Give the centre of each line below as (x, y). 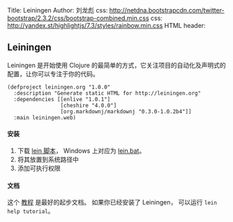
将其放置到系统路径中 (48, 160)
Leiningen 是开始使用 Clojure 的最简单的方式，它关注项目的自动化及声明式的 (117, 65)
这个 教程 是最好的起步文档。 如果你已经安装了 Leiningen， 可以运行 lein (112, 202)
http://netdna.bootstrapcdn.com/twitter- (167, 10)
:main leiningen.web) (45, 117)
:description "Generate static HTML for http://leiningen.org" (107, 93)
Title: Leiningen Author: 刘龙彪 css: (58, 10)
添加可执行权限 (39, 168)
